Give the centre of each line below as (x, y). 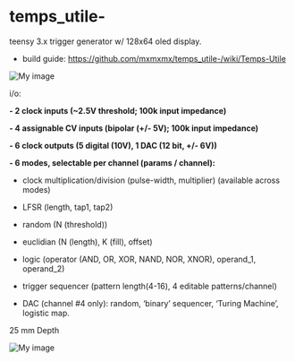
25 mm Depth (34, 330)
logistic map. (46, 313)
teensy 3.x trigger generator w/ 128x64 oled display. (105, 41)
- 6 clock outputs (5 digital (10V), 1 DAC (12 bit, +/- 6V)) (113, 145)
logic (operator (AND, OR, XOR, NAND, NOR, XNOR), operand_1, (139, 259)
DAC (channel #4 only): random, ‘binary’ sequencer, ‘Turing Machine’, (150, 303)
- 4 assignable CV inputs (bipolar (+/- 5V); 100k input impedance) (134, 128)
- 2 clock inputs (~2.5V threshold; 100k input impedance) (118, 110)
